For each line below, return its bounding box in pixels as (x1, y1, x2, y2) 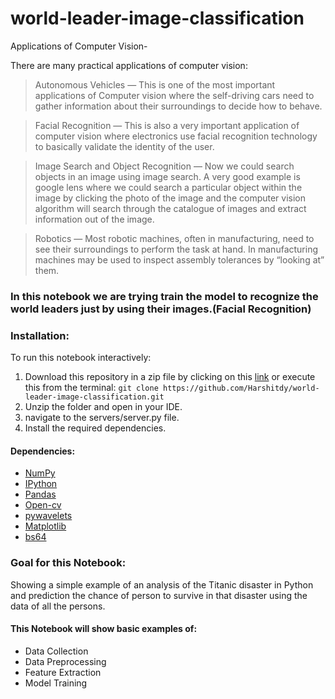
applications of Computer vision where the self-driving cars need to (34, 89, 315, 101)
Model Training (24, 677, 88, 689)
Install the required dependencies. (24, 422, 167, 434)
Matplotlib (24, 520, 67, 532)
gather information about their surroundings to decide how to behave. (34, 100, 323, 112)
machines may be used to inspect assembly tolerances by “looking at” (34, 253, 325, 266)
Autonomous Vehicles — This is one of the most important (34, 78, 276, 91)
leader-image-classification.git (24, 392, 165, 402)
